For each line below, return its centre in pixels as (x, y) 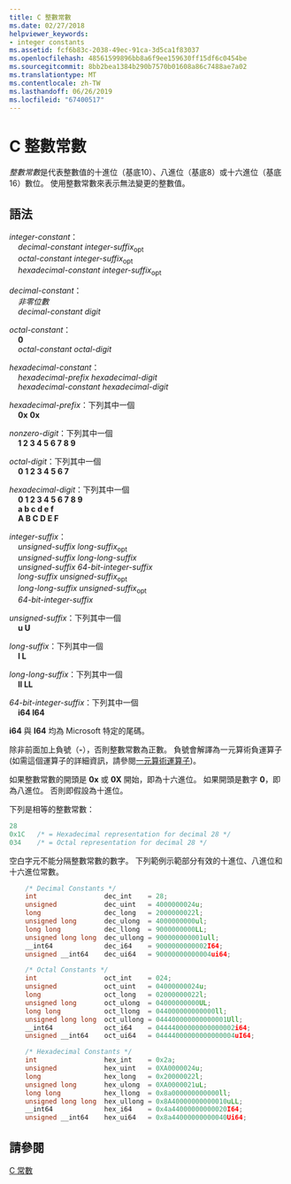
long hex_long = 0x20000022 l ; (114, 1076)
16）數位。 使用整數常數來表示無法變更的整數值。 (100, 183)
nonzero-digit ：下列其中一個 (61, 433)
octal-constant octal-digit (65, 349)
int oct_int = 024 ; (99, 979)
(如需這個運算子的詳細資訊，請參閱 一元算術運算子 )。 (105, 760)
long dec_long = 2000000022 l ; (114, 913)
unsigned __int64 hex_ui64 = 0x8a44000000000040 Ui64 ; (136, 1118)
